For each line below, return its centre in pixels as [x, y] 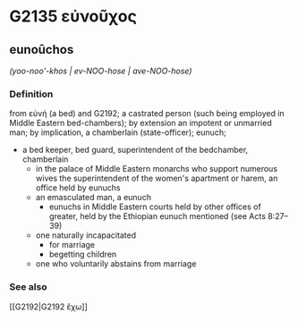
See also [28, 287]
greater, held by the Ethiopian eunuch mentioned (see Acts [158, 216]
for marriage [72, 245]
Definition [31, 94]
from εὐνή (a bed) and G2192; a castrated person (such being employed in [147, 114]
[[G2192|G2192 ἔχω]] [48, 307]
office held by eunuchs [78, 188]
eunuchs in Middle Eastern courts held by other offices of [155, 207]
